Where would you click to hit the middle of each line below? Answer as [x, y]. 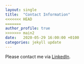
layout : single [21, 10]
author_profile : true [28, 28]
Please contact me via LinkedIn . [38, 56]
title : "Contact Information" [38, 14]
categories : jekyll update [33, 42]
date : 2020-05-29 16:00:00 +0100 [42, 38]
